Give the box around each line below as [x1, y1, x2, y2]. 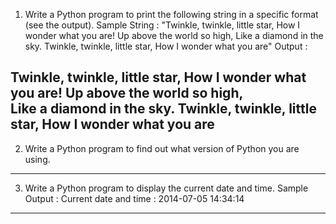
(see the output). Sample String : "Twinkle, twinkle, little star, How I [24, 19, 301, 31]
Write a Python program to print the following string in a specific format [24, 9, 319, 20]
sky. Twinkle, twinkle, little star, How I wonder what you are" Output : [24, 40, 308, 52]
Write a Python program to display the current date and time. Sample [24, 182, 309, 194]
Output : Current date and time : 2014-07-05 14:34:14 [24, 192, 245, 204]
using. [24, 153, 51, 165]
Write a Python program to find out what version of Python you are [24, 142, 300, 154]
